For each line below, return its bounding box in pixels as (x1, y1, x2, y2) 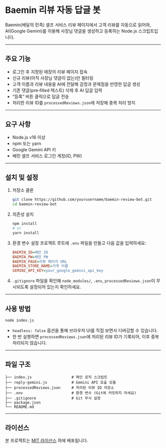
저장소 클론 (12, 187, 34, 193)
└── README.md (5, 404, 35, 409)
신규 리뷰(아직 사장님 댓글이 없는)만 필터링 (12, 75, 94, 81)
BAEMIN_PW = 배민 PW (12, 254, 48, 260)
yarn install (12, 230, 40, 235)
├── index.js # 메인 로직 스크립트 (5, 374, 108, 380)
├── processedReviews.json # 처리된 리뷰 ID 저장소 (5, 385, 115, 390)
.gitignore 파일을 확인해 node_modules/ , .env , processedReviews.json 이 (12, 278, 156, 284)
